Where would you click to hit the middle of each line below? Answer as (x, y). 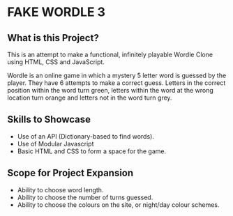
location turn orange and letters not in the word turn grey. (90, 98)
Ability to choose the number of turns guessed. (85, 197)
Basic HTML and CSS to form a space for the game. (91, 151)
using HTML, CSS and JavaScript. (56, 62)
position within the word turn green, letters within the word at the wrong (111, 90)
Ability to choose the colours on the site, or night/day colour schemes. (118, 205)
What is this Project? (53, 38)
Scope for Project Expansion (70, 173)
